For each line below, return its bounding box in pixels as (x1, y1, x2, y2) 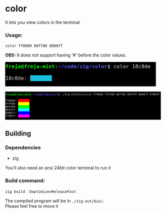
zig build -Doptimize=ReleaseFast (5, 189, 77, 194)
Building (5, 129, 31, 138)
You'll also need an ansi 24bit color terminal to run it (5, 165, 111, 171)
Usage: (5, 32, 23, 39)
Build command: (5, 177, 45, 184)
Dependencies (5, 144, 41, 151)
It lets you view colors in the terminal (5, 19, 80, 25)
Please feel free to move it (5, 203, 58, 209)
